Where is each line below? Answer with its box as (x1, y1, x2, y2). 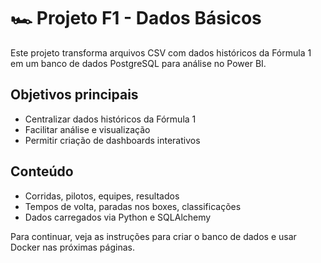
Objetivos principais (10, 86, 139, 104)
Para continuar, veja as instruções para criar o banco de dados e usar (10, 230, 297, 242)
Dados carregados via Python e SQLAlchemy (24, 211, 212, 223)
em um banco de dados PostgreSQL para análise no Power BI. (10, 57, 267, 69)
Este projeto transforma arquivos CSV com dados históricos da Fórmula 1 (10, 46, 312, 59)
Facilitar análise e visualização (24, 123, 151, 135)
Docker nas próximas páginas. (10, 241, 135, 253)
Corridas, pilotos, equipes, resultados (24, 190, 180, 202)
